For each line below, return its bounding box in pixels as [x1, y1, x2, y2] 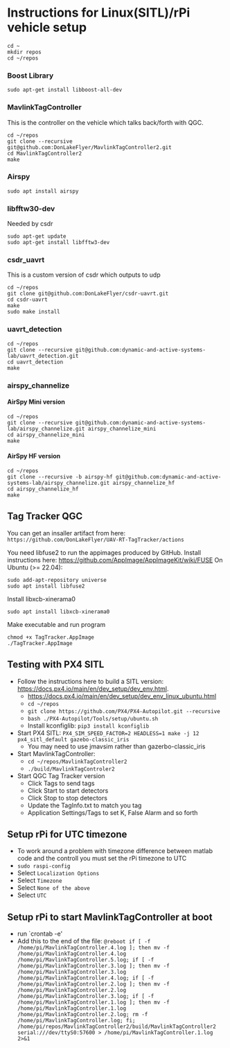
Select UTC [17, 891, 47, 900]
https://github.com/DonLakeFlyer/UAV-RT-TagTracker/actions [7, 536, 185, 543]
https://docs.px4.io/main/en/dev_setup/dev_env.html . [17, 685, 169, 693]
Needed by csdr [7, 220, 53, 228]
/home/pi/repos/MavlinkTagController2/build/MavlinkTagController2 [17, 1023, 216, 1031]
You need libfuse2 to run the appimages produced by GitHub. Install [7, 548, 202, 556]
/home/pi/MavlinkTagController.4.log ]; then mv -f [17, 945, 170, 952]
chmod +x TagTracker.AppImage [7, 633, 95, 641]
